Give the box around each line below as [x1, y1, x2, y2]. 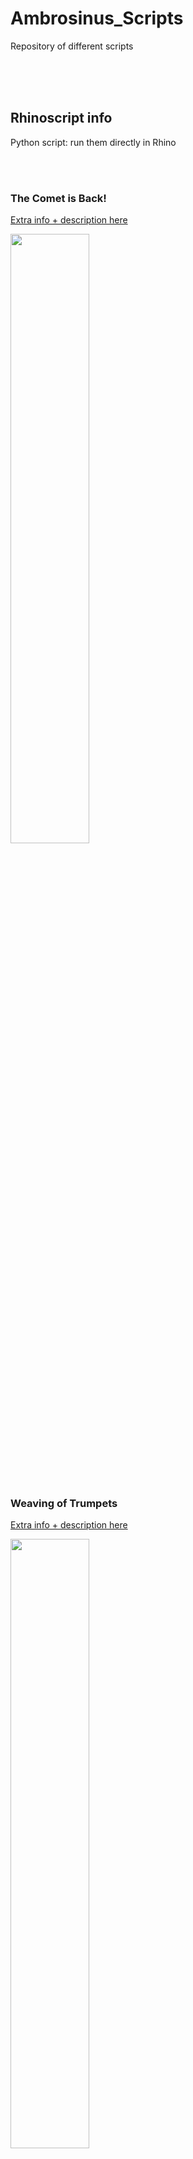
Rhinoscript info [10, 110, 113, 127]
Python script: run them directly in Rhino [10, 136, 177, 148]
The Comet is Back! [10, 191, 107, 205]
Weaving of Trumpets [10, 1496, 118, 1510]
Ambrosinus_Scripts [10, 7, 184, 30]
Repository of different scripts [10, 40, 134, 52]
